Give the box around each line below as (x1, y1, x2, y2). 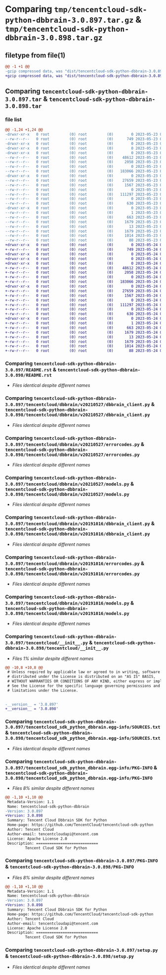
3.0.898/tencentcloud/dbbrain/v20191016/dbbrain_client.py (5, 531, 150, 537)
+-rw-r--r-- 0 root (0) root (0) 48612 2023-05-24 (5, 265, 158, 270)
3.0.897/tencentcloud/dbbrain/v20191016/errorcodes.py (5, 561, 140, 566)
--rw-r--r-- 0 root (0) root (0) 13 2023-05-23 (5, 224, 158, 229)
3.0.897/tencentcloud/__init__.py (5, 640, 88, 646)
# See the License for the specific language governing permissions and (7, 683, 161, 689)
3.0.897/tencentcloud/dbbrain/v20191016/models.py (5, 600, 129, 606)
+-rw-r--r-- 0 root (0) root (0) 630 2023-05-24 (5, 311, 158, 316)
